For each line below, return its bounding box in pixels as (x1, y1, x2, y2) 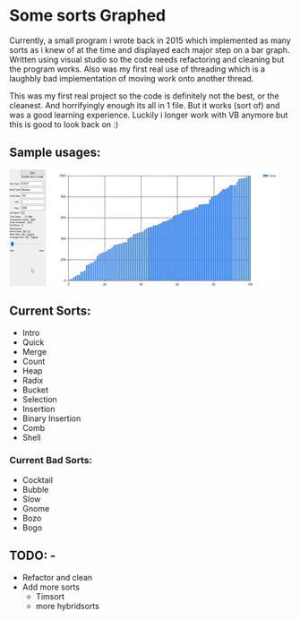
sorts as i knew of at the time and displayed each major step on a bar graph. (9, 44, 290, 55)
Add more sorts (21, 581, 81, 592)
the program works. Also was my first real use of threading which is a (9, 64, 266, 74)
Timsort (35, 590, 65, 601)
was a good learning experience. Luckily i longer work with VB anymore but (9, 109, 288, 120)
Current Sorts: (9, 304, 91, 319)
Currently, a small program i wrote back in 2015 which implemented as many (9, 35, 291, 46)
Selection (21, 393, 58, 404)
